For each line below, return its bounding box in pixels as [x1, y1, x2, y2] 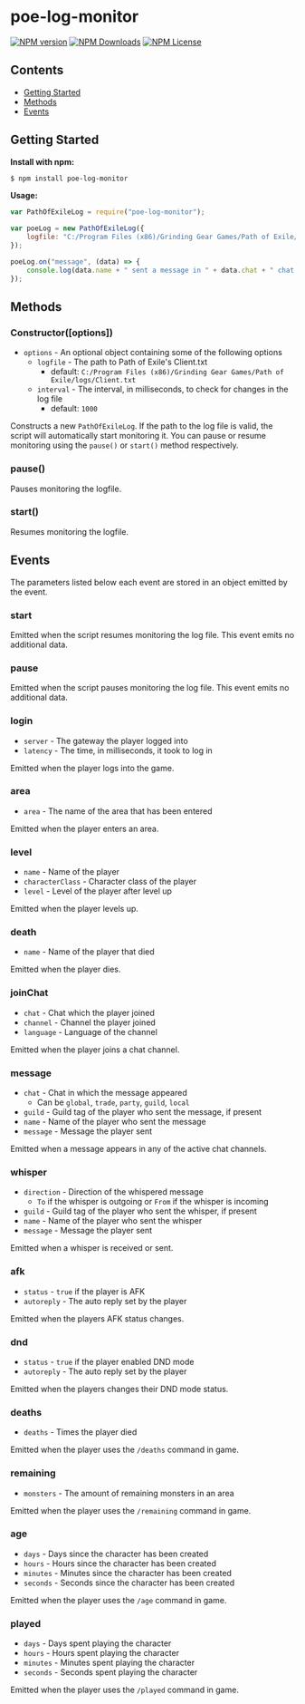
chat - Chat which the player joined [23, 1007, 155, 1018]
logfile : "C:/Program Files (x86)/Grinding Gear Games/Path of [26, 233, 271, 242]
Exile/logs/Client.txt [50, 376, 137, 385]
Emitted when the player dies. [10, 963, 121, 975]
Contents [10, 63, 64, 78]
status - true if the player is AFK [23, 1285, 146, 1297]
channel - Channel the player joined [23, 1017, 157, 1028]
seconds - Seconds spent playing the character [23, 1667, 198, 1678]
